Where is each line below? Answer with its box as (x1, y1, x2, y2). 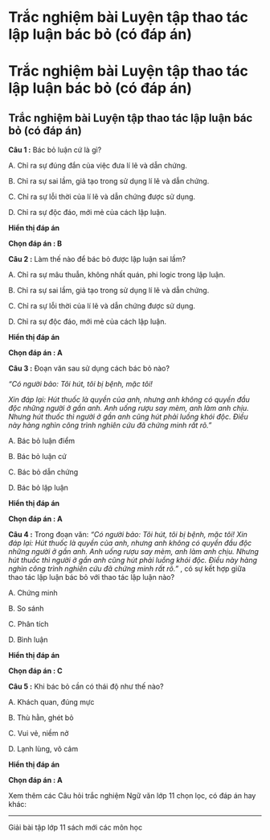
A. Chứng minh (8, 588, 58, 598)
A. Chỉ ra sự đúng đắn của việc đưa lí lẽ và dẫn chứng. (8, 161, 187, 171)
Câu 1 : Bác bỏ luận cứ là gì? (8, 145, 102, 155)
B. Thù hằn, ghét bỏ (8, 713, 74, 722)
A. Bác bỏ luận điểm (8, 436, 76, 446)
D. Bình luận (8, 635, 48, 644)
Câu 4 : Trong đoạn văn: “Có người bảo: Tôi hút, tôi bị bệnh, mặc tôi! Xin (8, 530, 247, 540)
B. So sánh (8, 604, 44, 614)
